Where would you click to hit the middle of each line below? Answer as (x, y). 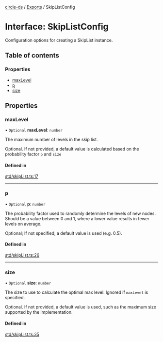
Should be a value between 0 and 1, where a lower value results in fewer (77, 218)
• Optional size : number (28, 283)
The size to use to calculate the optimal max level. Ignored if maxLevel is (77, 292)
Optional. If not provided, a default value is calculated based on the (72, 149)
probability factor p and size (33, 154)
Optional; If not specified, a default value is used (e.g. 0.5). (64, 233)
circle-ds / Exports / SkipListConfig (40, 7)
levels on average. (23, 224)
